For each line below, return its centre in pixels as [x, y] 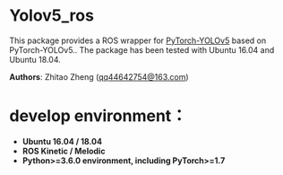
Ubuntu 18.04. [35, 59]
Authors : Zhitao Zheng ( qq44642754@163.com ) [99, 76]
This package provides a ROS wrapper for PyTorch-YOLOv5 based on [138, 40]
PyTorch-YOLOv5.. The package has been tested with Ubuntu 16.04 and [142, 49]
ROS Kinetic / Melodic [64, 151]
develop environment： [99, 116]
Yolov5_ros [51, 16]
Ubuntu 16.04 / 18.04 [62, 141]
